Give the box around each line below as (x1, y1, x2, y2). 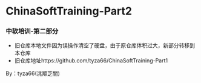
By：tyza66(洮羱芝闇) (5, 70, 60, 77)
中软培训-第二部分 (5, 27, 59, 36)
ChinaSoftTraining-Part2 (5, 4, 133, 18)
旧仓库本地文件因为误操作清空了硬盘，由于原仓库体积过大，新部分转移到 (14, 42, 195, 49)
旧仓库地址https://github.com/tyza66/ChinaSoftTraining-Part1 (14, 57, 168, 64)
